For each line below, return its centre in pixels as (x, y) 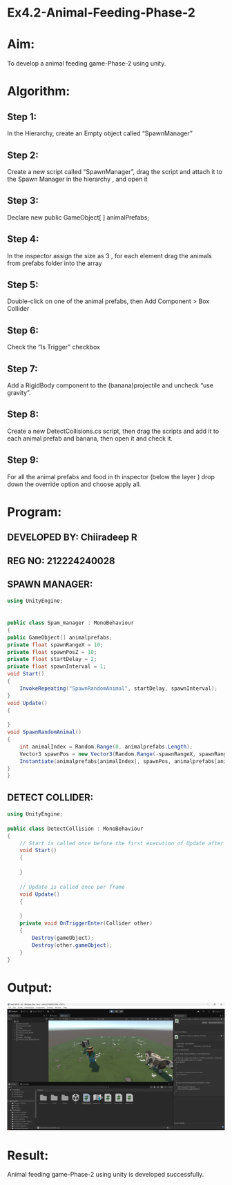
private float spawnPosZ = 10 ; (52, 652)
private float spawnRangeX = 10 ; (55, 645)
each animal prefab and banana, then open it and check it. (90, 438)
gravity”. (19, 393)
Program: (35, 512)
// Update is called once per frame (72, 887)
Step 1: (22, 116)
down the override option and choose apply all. (74, 484)
